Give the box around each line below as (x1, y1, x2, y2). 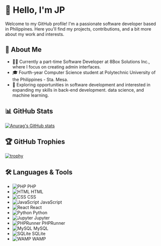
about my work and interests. (5, 31, 64, 37)
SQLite (32, 231, 46, 237)
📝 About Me (5, 45, 42, 54)
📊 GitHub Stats (5, 107, 53, 115)
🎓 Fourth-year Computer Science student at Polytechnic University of (12, 69, 156, 75)
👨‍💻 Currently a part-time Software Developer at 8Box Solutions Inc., (12, 59, 150, 65)
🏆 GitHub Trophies (5, 138, 65, 146)
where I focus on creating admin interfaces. (12, 64, 101, 70)
